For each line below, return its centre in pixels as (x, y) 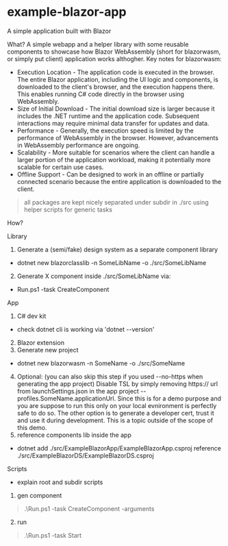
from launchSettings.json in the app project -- (81, 391)
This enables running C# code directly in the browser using (101, 94)
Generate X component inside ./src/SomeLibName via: (94, 276)
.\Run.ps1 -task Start (53, 535)
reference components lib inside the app (74, 435)
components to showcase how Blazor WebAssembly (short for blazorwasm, (114, 52)
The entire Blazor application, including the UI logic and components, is (118, 79)
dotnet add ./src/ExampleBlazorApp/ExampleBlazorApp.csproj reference (119, 448)
